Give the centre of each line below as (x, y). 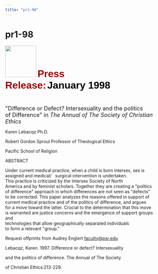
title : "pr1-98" (22, 10)
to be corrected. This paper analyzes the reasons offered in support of (78, 197)
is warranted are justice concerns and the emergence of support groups (79, 213)
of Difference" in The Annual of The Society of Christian (79, 115)
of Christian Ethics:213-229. (34, 267)
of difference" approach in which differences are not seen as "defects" (78, 191)
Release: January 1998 (58, 85)
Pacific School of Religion (31, 151)
